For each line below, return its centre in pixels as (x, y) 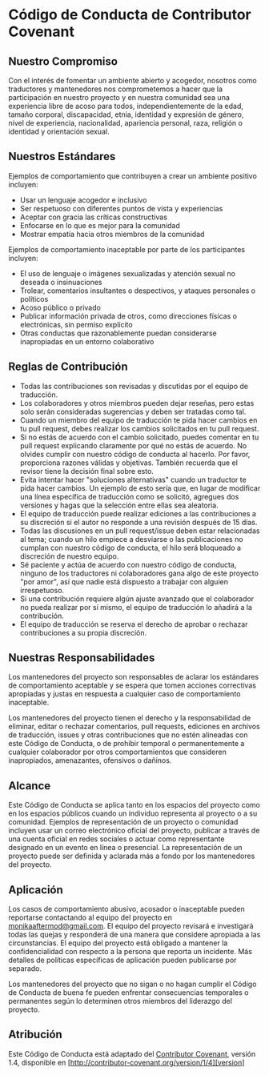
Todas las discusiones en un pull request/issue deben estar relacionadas (140, 531)
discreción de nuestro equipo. (69, 556)
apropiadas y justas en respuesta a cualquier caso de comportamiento (124, 694)
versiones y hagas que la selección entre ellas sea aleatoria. (119, 505)
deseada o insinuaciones (61, 282)
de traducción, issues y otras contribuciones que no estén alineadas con (128, 735)
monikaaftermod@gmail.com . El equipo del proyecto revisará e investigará (131, 926)
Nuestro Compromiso (63, 61)
